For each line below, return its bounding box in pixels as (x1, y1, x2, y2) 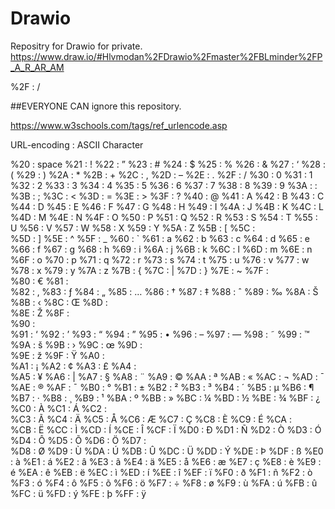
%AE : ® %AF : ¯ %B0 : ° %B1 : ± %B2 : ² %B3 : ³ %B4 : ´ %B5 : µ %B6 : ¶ (10, 381, 315, 393)
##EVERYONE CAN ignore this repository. (10, 100, 182, 112)
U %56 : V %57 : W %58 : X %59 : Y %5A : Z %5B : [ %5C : (10, 222, 256, 234)
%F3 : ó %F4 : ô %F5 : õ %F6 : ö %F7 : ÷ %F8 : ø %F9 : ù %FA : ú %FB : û (10, 477, 318, 489)
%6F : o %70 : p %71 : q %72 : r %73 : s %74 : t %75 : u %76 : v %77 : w (10, 253, 310, 266)
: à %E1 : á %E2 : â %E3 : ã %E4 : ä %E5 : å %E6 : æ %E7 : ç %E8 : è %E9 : (10, 455, 322, 467)
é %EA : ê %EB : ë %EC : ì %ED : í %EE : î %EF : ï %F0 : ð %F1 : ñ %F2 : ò (10, 466, 313, 478)
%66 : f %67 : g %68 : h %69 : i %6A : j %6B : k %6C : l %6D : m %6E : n (10, 243, 313, 255)
